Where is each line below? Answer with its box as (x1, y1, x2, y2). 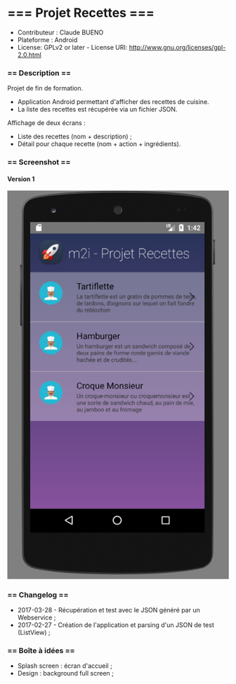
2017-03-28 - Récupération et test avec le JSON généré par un (17, 606, 200, 614)
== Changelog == (7, 590, 69, 600)
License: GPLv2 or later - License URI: (17, 43, 128, 51)
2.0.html (17, 51, 42, 59)
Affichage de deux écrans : (7, 119, 86, 127)
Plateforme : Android (17, 35, 78, 44)
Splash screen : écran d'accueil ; (17, 662, 112, 670)
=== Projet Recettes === (7, 5, 155, 21)
